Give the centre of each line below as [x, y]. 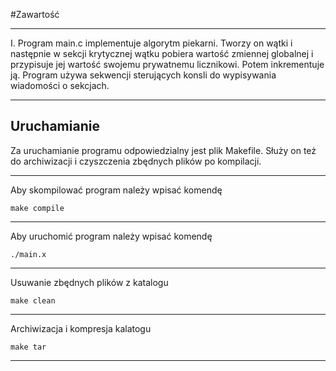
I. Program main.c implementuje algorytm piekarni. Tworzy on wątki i [151, 43]
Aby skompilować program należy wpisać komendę [116, 190]
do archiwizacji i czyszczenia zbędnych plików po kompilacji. [136, 161]
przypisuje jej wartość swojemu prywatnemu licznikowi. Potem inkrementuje [167, 64]
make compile [37, 208]
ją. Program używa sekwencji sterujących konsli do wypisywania [143, 75]
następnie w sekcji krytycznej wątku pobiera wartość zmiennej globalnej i [162, 53]
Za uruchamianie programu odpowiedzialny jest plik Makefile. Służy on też [163, 150]
